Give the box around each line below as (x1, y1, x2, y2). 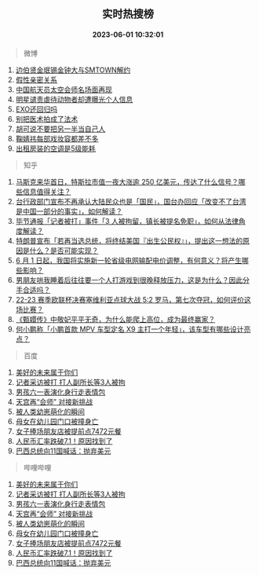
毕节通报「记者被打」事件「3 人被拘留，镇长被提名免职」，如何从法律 (15, 216, 239, 225)
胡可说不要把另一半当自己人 (15, 124, 106, 134)
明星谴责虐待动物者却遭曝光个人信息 (15, 94, 133, 104)
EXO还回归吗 (15, 104, 57, 114)
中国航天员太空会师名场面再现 (15, 85, 112, 94)
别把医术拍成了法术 (15, 114, 78, 123)
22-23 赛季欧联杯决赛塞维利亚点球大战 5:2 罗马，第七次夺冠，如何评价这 (15, 295, 251, 304)
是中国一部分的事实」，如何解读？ (15, 207, 123, 216)
